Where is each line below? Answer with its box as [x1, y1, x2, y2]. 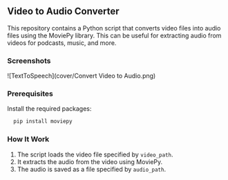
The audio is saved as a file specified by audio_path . [17, 165, 167, 173]
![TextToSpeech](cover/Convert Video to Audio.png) [7, 72, 156, 80]
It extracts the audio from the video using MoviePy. [17, 157, 163, 165]
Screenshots [7, 55, 51, 65]
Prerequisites [7, 89, 53, 99]
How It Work [7, 134, 50, 144]
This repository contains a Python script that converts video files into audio [7, 24, 221, 32]
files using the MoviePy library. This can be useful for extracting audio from [7, 31, 222, 39]
